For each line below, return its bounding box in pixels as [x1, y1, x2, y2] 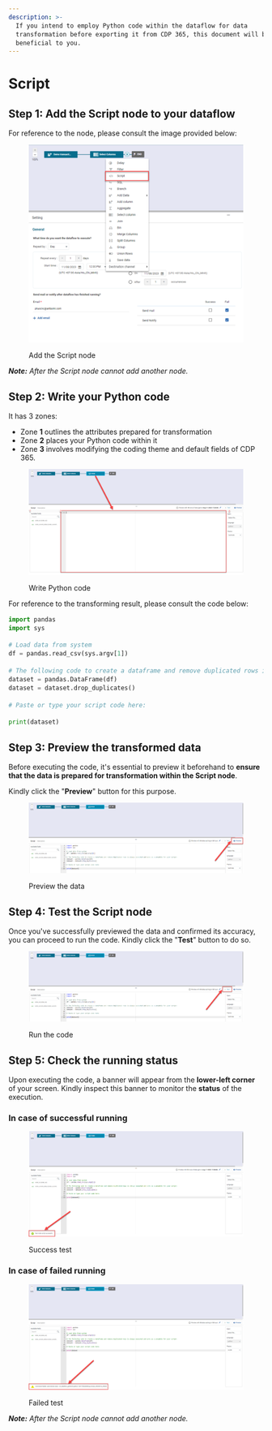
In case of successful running [8, 1112, 128, 1124]
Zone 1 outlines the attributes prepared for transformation [19, 427, 212, 437]
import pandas [8, 615, 57, 624]
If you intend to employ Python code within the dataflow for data [15, 21, 249, 30]
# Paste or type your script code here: [8, 701, 147, 709]
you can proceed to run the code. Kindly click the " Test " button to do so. [8, 935, 251, 945]
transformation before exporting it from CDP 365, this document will [15, 30, 259, 38]
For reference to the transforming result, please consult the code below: [8, 599, 249, 608]
